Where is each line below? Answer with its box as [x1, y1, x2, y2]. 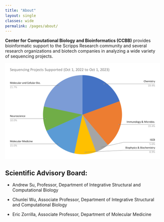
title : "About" [5, 8, 36, 13]
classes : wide [5, 18, 34, 23]
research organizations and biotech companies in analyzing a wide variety [5, 48, 156, 54]
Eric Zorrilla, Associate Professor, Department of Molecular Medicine [12, 212, 152, 218]
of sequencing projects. [5, 53, 53, 59]
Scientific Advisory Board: [5, 169, 87, 177]
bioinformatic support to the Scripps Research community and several [5, 43, 147, 49]
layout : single [5, 13, 36, 18]
